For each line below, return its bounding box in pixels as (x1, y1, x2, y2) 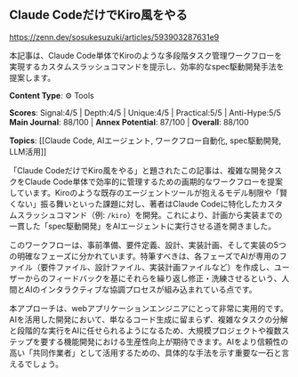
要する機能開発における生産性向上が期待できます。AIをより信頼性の (39, 336, 289, 347)
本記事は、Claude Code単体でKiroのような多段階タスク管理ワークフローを (9, 50, 283, 60)
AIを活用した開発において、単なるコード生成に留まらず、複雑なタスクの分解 (9, 314, 289, 325)
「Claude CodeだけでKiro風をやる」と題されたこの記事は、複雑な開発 (9, 164, 267, 175)
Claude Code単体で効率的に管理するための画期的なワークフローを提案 (24, 176, 283, 187)
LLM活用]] (9, 146, 47, 156)
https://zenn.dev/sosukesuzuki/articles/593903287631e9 (9, 31, 220, 42)
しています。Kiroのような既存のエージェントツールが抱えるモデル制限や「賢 (9, 187, 287, 197)
